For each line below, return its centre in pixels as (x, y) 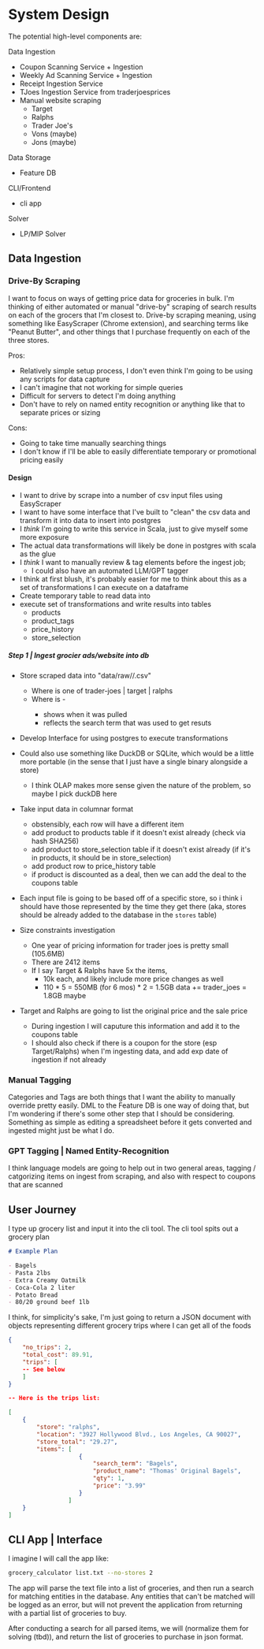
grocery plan (29, 1237)
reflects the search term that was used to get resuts (127, 722)
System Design (59, 15)
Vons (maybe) (54, 134)
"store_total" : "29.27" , (77, 1442)
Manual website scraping (60, 100)
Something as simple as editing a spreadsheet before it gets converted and (130, 1122)
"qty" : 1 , (109, 1479)
